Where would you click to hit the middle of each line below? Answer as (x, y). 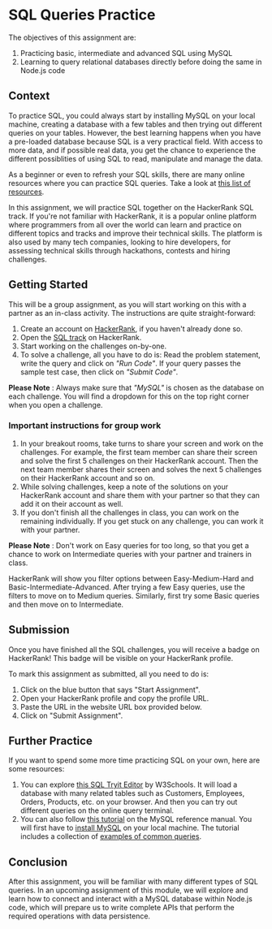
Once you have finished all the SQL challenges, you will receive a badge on (134, 649)
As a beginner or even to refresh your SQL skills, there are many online (127, 174)
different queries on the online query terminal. (97, 810)
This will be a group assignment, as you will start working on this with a (127, 304)
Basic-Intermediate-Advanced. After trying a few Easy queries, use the (127, 587)
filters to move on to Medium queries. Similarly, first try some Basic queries (134, 595)
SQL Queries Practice (82, 15)
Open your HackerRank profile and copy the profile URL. (114, 698)
